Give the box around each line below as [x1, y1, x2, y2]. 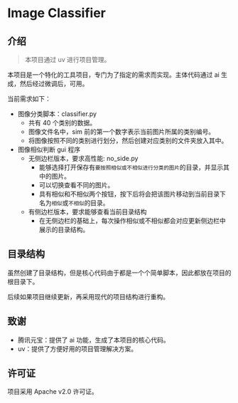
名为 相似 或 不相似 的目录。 [38, 199, 109, 207]
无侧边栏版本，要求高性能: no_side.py [28, 155, 139, 162]
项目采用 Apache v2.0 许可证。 [7, 387, 98, 396]
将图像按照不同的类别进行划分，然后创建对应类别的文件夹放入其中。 [28, 137, 228, 145]
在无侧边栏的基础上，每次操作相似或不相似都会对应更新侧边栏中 [38, 216, 226, 225]
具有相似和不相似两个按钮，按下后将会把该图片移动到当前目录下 [38, 190, 226, 198]
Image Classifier [7, 5, 107, 21]
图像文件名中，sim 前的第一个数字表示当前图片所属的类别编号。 [28, 127, 215, 136]
